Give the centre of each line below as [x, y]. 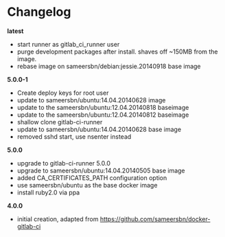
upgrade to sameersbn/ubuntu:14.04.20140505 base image [101, 170]
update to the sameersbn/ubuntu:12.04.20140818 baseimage [103, 107]
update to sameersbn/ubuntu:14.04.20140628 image [91, 100]
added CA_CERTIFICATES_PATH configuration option [92, 178]
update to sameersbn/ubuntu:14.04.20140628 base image [99, 129]
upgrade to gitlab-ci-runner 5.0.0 [64, 163]
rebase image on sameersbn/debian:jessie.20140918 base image [109, 66]
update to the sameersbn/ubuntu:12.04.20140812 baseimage [103, 115]
